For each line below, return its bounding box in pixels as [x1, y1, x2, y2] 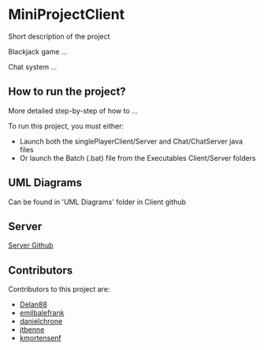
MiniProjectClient [8, 6, 125, 24]
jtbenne [19, 325, 45, 334]
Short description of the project [8, 32, 110, 41]
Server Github [8, 240, 54, 250]
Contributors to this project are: [8, 285, 110, 294]
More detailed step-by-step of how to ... [8, 106, 138, 115]
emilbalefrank [19, 308, 65, 318]
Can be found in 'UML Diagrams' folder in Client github [8, 197, 187, 207]
